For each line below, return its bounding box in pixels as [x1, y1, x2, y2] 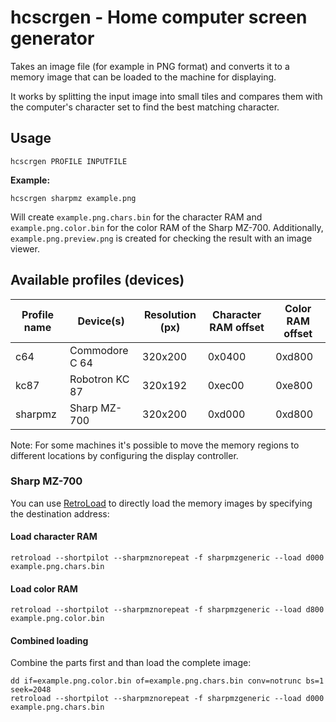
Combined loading [10, 634, 89, 646]
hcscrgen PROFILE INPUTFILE [10, 156, 128, 166]
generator [10, 27, 95, 50]
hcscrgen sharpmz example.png [10, 193, 137, 203]
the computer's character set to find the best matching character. [10, 101, 280, 113]
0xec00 [207, 378, 245, 392]
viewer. [10, 242, 40, 255]
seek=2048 [10, 685, 52, 695]
